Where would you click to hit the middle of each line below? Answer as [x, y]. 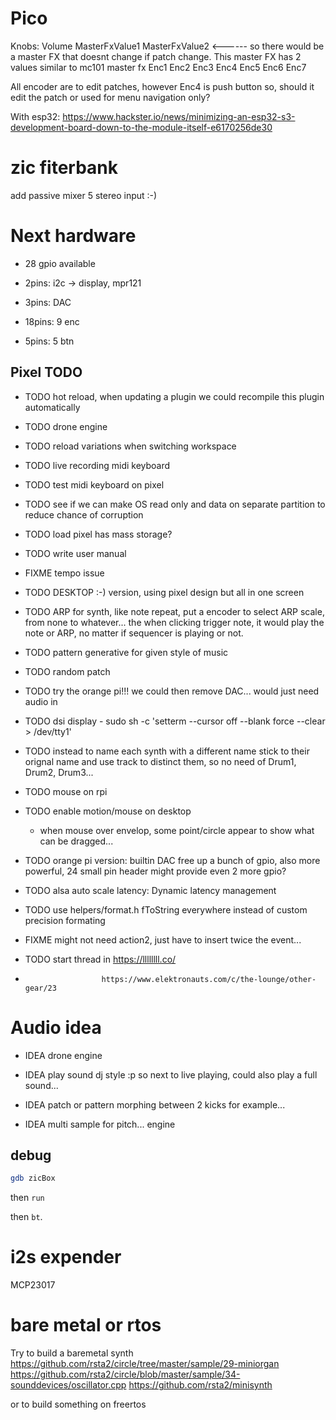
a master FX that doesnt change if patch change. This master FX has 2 [156, 56]
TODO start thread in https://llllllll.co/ [100, 959]
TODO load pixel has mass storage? [98, 534]
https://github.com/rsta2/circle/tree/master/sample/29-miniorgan [145, 1364]
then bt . [26, 1217]
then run [27, 1198]
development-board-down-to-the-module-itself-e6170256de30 [141, 127]
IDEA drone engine [63, 1055]
